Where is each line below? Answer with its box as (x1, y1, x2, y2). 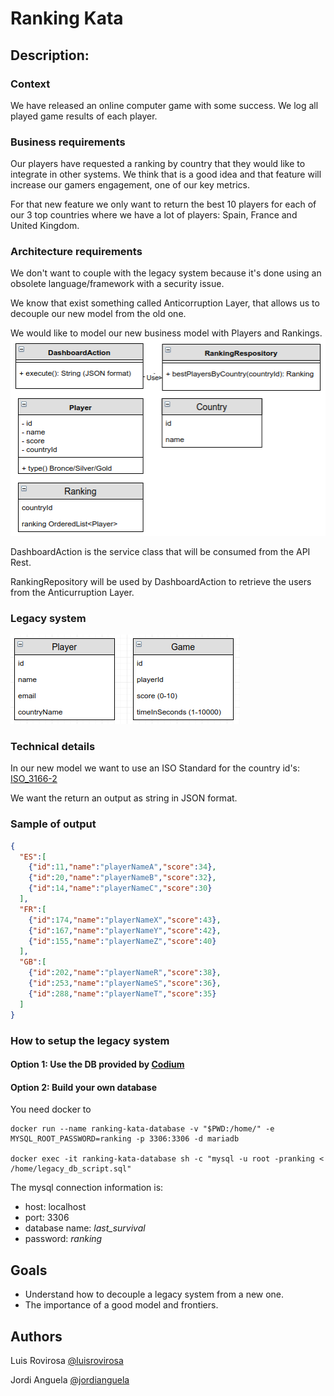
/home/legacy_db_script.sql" (10, 1164, 132, 1174)
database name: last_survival (24, 1222, 146, 1234)
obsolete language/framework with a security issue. (10, 278, 225, 290)
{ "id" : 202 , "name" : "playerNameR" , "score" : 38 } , (28, 968, 222, 978)
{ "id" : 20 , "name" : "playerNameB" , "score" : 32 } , (28, 873, 217, 883)
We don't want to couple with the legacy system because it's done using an (10, 267, 322, 279)
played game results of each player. (10, 110, 158, 122)
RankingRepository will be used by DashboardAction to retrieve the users (10, 575, 312, 587)
